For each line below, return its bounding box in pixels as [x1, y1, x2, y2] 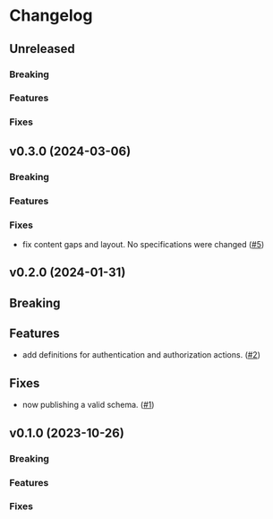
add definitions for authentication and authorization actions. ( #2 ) [21, 350, 261, 360]
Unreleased [9, 41, 76, 56]
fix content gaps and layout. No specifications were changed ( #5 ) [21, 238, 265, 249]
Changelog [9, 5, 93, 26]
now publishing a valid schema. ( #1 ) [21, 400, 155, 411]
